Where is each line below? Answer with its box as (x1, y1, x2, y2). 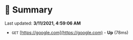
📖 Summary (4, 4, 53, 15)
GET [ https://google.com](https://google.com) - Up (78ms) (11, 29, 129, 35)
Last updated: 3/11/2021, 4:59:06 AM (4, 20, 81, 26)
